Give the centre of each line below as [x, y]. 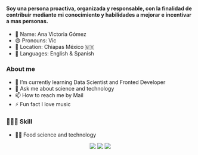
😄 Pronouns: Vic [35, 41]
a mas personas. [27, 21]
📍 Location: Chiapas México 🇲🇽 [55, 47]
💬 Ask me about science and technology [64, 88]
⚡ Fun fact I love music [43, 104]
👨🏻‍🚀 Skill [19, 122]
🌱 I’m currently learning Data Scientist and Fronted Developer [90, 82]
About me [21, 69]
